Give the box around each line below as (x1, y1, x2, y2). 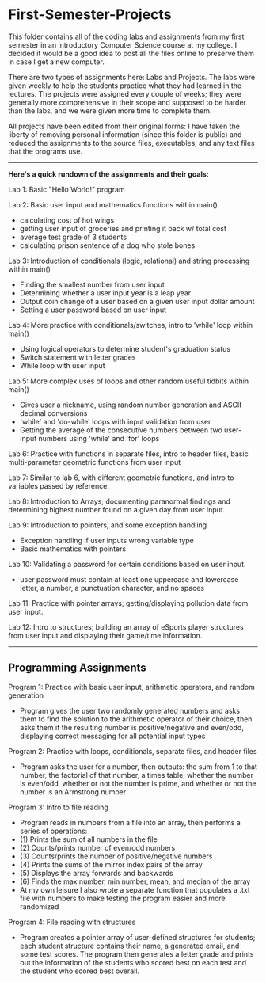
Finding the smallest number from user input (19, 280, 165, 289)
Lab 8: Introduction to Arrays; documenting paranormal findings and (8, 497, 231, 506)
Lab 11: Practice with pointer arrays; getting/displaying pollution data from (8, 598, 249, 607)
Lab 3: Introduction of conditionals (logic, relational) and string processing (8, 256, 250, 265)
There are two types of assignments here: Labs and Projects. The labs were (8, 72, 256, 82)
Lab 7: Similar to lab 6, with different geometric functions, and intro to (8, 473, 234, 482)
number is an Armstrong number (19, 786, 127, 797)
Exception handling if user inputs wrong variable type (19, 535, 194, 545)
